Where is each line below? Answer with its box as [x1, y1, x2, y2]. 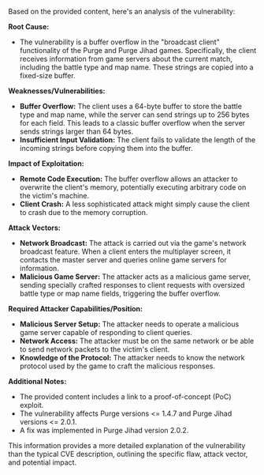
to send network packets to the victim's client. [19, 345, 170, 354]
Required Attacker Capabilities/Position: [8, 304, 143, 313]
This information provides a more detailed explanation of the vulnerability [8, 441, 246, 450]
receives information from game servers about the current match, [19, 55, 232, 63]
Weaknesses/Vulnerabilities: [8, 86, 106, 96]
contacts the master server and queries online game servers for [19, 255, 227, 264]
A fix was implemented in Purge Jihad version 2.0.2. [19, 426, 189, 435]
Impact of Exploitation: [8, 159, 84, 168]
